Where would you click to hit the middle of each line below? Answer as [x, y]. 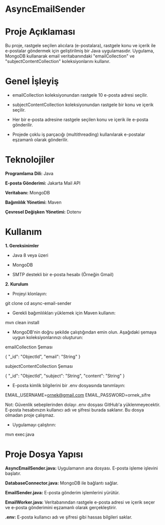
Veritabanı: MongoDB [28, 193]
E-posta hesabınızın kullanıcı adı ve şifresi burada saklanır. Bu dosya [75, 409]
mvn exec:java [20, 434]
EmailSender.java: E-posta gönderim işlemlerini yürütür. [62, 492]
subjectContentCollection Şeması [39, 366]
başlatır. [13, 473]
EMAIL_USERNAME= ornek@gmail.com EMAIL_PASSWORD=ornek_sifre [78, 395]
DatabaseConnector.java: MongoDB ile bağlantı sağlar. [62, 483]
